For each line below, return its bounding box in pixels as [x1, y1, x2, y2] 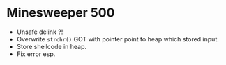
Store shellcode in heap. [16, 42, 87, 50]
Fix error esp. [16, 50, 56, 58]
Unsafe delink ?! [16, 28, 63, 36]
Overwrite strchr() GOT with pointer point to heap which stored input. [16, 35, 219, 43]
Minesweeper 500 [6, 5, 115, 21]
